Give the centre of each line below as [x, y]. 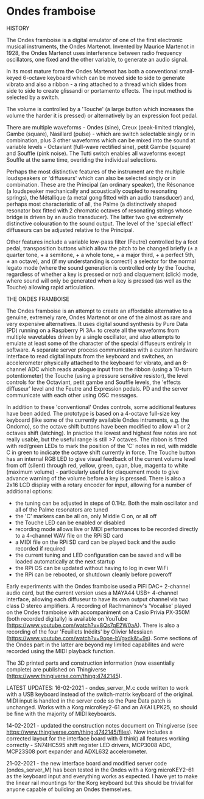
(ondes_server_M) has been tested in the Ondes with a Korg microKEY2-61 [100, 770]
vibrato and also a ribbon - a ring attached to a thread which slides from [97, 84]
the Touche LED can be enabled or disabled [70, 522]
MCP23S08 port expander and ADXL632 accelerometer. [77, 751]
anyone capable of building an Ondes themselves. [69, 789]
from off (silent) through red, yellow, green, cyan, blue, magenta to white [97, 465]
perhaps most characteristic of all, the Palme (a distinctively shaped [91, 204]
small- [187, 71]
